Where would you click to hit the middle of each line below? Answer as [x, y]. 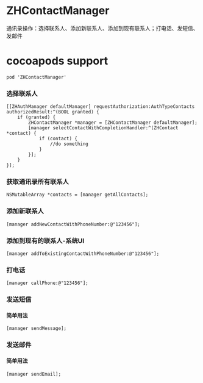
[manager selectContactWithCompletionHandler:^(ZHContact [103, 128]
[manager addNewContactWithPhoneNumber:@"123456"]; [73, 224]
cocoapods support [57, 61]
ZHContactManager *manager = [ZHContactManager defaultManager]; [113, 123]
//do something [69, 144]
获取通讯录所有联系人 [37, 182]
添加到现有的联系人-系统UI [45, 240]
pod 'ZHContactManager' [37, 77]
